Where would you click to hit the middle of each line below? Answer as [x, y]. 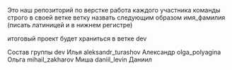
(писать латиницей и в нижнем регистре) [70, 25]
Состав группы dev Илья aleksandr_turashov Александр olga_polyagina [114, 52]
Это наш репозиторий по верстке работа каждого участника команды [114, 10]
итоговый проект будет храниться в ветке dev [77, 38]
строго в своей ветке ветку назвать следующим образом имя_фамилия [116, 17]
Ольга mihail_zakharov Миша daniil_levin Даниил [80, 59]
